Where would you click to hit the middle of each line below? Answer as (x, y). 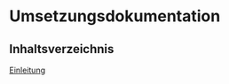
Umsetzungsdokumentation (115, 16)
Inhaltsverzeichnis (62, 49)
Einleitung (28, 70)
